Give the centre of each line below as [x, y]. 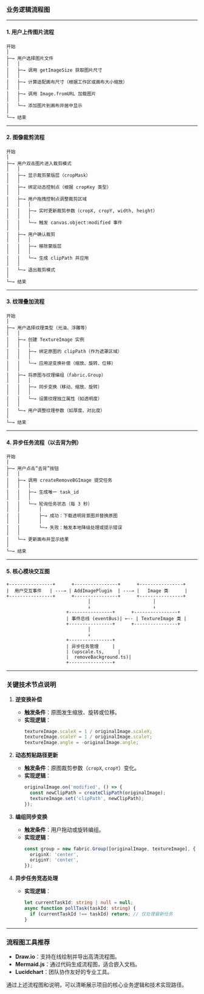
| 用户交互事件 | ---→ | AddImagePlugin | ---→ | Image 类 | [97, 591]
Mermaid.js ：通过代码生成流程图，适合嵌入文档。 [78, 964]
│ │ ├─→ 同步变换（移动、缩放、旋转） [54, 387]
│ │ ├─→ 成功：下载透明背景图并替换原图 [62, 516]
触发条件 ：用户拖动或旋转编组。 [64, 829]
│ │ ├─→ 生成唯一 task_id [42, 492]
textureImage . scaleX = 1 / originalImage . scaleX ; [88, 731]
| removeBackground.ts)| [99, 657]
